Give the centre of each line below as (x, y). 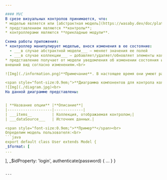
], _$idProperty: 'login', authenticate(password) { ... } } (60, 161)
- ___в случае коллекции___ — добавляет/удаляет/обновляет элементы (82, 55)
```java (13, 137)
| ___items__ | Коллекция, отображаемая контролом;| (70, 114)
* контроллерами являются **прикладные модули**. (58, 33)
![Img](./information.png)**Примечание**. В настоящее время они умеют (81, 74)
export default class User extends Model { (51, 142)
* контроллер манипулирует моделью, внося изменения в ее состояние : (79, 46)
